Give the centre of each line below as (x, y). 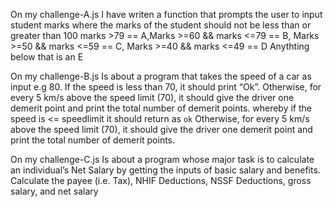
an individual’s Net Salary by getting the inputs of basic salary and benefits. (165, 170)
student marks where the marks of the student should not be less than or (161, 25)
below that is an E (47, 57)
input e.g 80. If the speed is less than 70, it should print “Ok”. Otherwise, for (166, 87)
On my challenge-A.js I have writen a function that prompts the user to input (166, 14)
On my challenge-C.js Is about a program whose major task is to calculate (162, 159)
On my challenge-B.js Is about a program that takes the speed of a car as (161, 76)
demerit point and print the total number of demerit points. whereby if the (161, 108)
